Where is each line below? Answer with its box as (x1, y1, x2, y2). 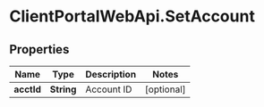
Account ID (84, 83, 132, 95)
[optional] (144, 83, 186, 95)
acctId (13, 83, 42, 95)
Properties (9, 42, 70, 57)
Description (84, 69, 137, 80)
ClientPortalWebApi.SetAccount (9, 6, 255, 27)
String (49, 83, 77, 95)
